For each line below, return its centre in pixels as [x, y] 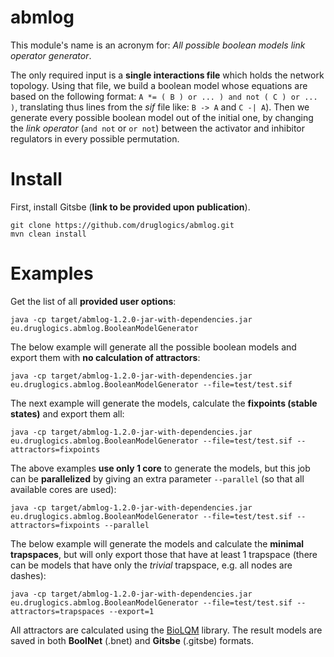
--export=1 [131, 611]
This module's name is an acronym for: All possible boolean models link [158, 45]
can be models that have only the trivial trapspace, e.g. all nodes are [151, 565]
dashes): [28, 575]
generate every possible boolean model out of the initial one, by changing [162, 117]
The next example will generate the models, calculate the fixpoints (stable [164, 403]
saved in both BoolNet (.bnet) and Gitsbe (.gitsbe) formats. [132, 640]
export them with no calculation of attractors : [105, 357]
